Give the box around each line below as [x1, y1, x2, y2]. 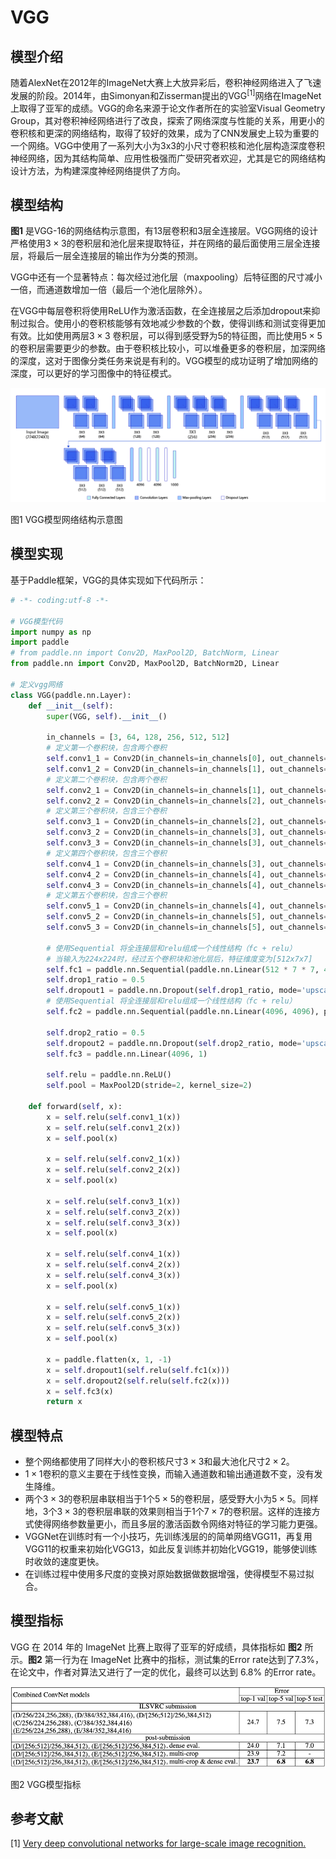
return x [46, 1397, 83, 1407]
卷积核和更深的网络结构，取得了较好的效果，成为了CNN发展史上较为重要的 [10, 127, 320, 139]
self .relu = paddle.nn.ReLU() [46, 1070, 172, 1080]
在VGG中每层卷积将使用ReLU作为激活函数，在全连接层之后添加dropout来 [10, 305, 312, 317]
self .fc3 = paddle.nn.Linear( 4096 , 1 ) [46, 1049, 208, 1059]
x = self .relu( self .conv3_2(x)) [46, 1207, 182, 1217]
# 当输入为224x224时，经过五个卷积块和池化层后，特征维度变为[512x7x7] [46, 954, 313, 964]
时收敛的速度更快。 [24, 1556, 105, 1568]
